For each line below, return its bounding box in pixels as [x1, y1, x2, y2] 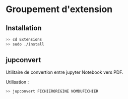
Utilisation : [6, 79, 29, 85]
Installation [6, 24, 42, 32]
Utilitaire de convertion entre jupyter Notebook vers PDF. [6, 69, 123, 75]
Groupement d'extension [6, 4, 113, 15]
